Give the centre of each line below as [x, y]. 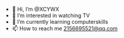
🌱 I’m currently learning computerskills [60, 22]
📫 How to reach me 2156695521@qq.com [65, 28]
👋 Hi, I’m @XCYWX [35, 9]
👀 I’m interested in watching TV [51, 15]
